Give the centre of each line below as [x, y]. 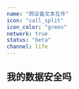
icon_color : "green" [37, 27]
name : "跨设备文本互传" [38, 14]
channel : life [28, 47]
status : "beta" [29, 40]
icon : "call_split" [35, 20]
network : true [28, 34]
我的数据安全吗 [39, 77]
